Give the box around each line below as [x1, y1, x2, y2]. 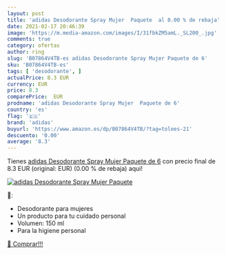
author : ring [7, 49, 45, 56]
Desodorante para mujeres [17, 205, 94, 213]
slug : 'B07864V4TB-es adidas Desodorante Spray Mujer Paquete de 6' [7, 55, 208, 62]
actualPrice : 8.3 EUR [7, 74, 70, 81]
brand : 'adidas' [7, 119, 54, 126]
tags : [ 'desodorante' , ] [7, 68, 81, 74]
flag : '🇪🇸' [7, 112, 41, 119]
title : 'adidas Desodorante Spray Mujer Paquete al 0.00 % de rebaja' [7, 17, 220, 23]
